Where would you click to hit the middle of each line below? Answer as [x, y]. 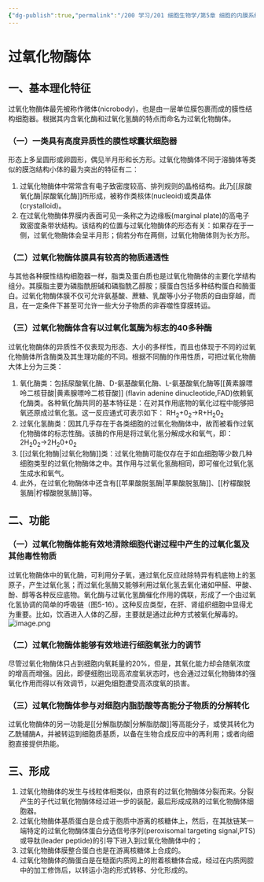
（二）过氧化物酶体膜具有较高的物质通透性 [89, 257]
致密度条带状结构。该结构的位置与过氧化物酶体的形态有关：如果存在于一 [136, 225]
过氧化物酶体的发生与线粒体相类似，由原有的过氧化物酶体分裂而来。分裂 [136, 792]
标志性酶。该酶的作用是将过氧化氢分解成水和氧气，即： [143, 434]
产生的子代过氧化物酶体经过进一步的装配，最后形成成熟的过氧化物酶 [130, 801]
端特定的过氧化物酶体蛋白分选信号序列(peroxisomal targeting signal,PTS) [137, 831]
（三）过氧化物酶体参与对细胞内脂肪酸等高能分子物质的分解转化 [129, 706]
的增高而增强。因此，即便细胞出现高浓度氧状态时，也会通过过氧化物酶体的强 [132, 673]
